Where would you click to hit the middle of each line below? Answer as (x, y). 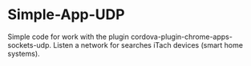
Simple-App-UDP (66, 15)
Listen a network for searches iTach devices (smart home (148, 45)
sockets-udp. (30, 45)
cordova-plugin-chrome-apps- (182, 37)
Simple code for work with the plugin (68, 37)
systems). (24, 53)
